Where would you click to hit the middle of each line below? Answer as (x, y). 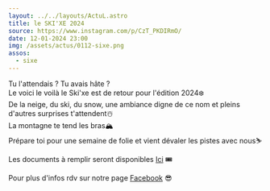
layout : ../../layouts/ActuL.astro (68, 16)
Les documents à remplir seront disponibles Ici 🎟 (91, 159)
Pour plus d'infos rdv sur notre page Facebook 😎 (90, 177)
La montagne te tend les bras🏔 (61, 125)
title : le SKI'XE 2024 (46, 23)
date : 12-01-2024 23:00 (48, 38)
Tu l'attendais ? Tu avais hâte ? (59, 83)
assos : (19, 53)
